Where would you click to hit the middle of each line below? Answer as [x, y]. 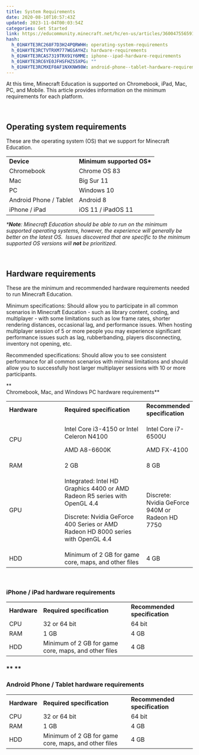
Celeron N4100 [86, 436]
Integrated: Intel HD [91, 481]
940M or [158, 510]
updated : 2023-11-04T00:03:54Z [45, 23]
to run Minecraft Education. [39, 294]
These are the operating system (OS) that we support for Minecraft [88, 141]
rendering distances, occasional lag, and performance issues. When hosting [99, 325]
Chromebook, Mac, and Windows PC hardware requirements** [83, 392]
